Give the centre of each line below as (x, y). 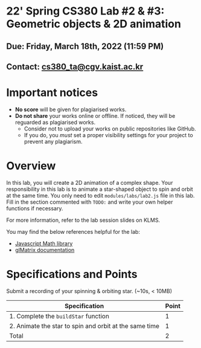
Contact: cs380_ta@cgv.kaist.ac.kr (75, 67)
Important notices (52, 93)
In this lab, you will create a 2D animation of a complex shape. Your (90, 182)
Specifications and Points (72, 275)
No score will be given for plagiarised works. (71, 109)
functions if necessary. (35, 208)
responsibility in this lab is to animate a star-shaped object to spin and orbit (100, 189)
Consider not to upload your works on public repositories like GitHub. (110, 129)
